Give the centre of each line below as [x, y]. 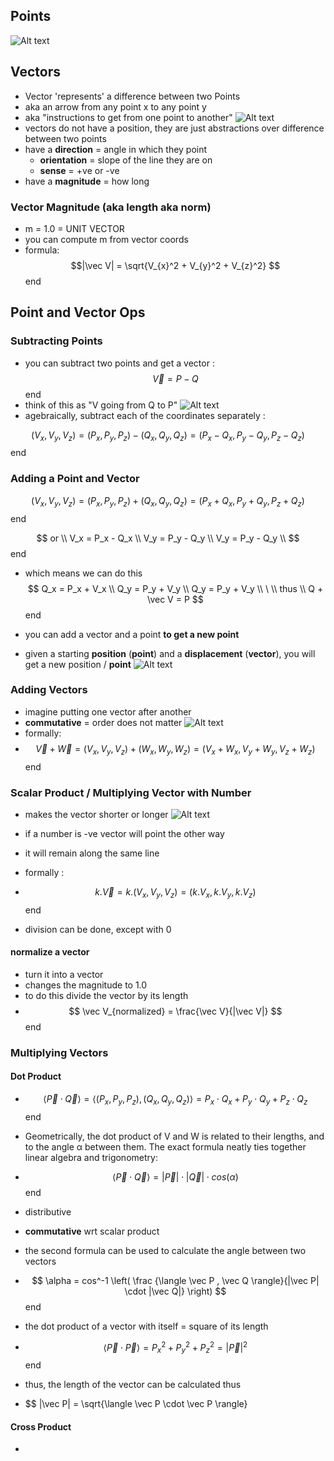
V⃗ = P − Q [175, 378]
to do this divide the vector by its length [106, 995]
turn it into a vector [64, 974]
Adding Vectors [49, 690]
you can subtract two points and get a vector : [119, 363]
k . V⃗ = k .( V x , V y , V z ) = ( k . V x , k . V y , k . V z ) [175, 892]
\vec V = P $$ [175, 599]
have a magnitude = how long [87, 181]
